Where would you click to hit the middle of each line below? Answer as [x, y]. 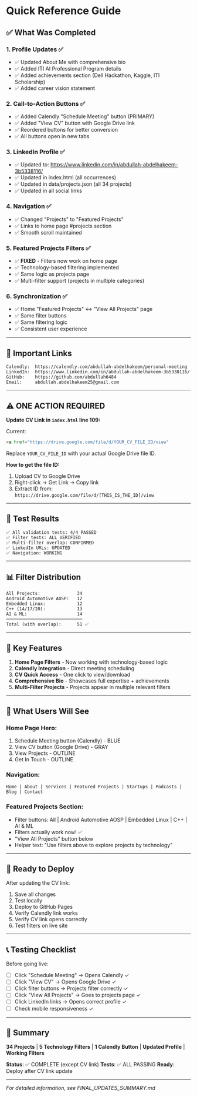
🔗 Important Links [39, 353]
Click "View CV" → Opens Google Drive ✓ [65, 982]
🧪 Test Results [33, 519]
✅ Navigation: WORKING [34, 553]
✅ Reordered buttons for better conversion [66, 130]
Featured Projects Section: [45, 807]
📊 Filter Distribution [43, 577]
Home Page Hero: [32, 728]
